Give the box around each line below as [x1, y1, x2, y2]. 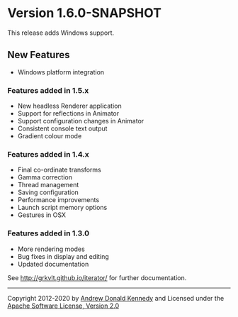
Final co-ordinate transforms [17, 165, 101, 174]
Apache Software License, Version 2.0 [7, 301, 119, 310]
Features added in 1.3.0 [7, 228, 90, 238]
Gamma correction [17, 173, 73, 182]
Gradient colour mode [17, 132, 82, 140]
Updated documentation [17, 260, 89, 268]
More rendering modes [17, 245, 85, 253]
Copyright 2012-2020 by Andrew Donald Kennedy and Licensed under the [7, 294, 225, 302]
